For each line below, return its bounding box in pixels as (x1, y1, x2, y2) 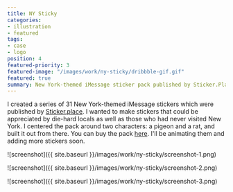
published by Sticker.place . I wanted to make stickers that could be (7, 107, 199, 116)
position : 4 (7, 55, 42, 62)
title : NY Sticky (7, 10, 58, 17)
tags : (7, 36, 23, 43)
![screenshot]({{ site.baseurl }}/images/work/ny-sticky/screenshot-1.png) (7, 150, 217, 159)
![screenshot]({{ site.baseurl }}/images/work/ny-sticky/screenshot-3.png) (7, 177, 218, 186)
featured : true (7, 74, 51, 82)
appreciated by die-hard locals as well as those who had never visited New (7, 115, 222, 123)
